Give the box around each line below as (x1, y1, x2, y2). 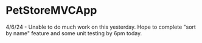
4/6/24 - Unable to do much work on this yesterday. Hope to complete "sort (5, 23, 196, 30)
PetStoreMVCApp (5, 4, 97, 17)
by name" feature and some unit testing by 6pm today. (5, 29, 142, 36)
